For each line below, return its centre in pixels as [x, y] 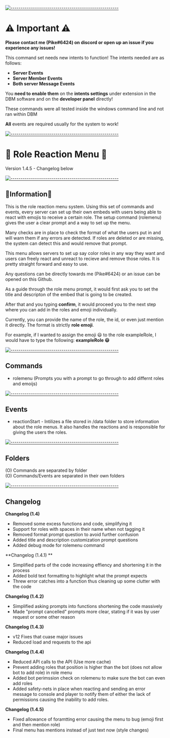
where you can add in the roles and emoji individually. [61, 309]
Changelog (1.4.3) [25, 627]
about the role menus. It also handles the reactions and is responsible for [89, 427]
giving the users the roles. [40, 432]
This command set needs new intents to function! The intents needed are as [85, 57]
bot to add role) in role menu [42, 672]
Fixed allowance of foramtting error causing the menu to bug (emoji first [88, 719]
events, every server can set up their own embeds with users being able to [83, 212]
